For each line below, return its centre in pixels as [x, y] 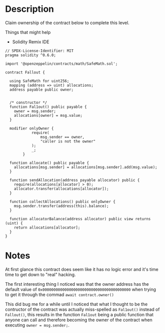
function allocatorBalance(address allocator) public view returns [80, 219]
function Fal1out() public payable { [48, 107]
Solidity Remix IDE [31, 42]
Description [30, 9]
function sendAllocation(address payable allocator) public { [75, 180]
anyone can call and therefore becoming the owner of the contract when [79, 320]
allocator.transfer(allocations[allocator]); [62, 189]
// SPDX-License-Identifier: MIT [39, 51]
